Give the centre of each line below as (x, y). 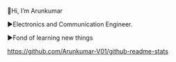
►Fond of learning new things (50, 38)
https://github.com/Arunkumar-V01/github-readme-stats (88, 51)
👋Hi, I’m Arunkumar (35, 11)
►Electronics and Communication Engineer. (70, 24)
